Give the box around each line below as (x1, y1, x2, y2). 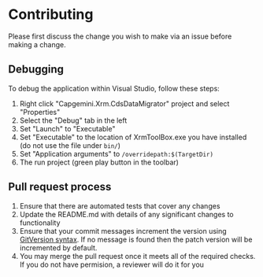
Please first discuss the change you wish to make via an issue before (8, 31, 232, 41)
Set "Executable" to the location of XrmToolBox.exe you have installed (19, 132, 247, 142)
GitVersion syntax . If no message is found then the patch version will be (19, 235, 253, 244)
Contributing (8, 6, 94, 24)
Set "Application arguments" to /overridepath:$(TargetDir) (19, 149, 214, 158)
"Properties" (19, 107, 61, 116)
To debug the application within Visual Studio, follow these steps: (8, 83, 220, 93)
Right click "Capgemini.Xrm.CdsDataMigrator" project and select (19, 98, 230, 108)
